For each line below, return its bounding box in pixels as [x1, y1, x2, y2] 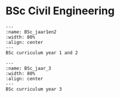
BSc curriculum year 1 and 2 [5, 49, 78, 56]
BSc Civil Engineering [5, 4, 115, 18]
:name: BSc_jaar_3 [5, 65, 51, 71]
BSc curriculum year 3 [5, 86, 62, 92]
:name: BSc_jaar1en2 [5, 29, 57, 35]
